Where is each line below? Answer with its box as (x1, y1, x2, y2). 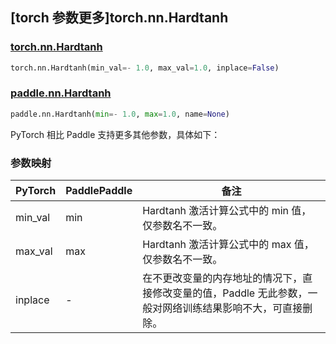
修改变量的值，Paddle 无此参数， (152, 286, 308, 300)
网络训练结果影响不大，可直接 (162, 301, 303, 315)
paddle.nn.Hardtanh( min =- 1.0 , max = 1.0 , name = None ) (10, 109, 230, 119)
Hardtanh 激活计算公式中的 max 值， (142, 238, 315, 252)
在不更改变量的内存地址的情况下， (142, 271, 303, 285)
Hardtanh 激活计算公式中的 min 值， (142, 204, 312, 218)
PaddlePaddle (65, 184, 133, 198)
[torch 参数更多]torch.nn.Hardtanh (10, 9, 229, 27)
